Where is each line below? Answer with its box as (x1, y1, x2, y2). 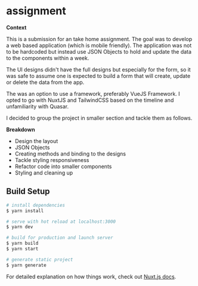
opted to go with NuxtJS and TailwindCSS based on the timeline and (6, 97, 174, 104)
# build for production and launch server (6, 235, 113, 241)
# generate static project (6, 256, 73, 263)
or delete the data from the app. (6, 79, 85, 86)
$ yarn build (6, 240, 39, 247)
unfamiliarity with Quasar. (6, 102, 69, 110)
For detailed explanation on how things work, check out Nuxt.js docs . (6, 273, 177, 280)
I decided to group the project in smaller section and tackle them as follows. (6, 114, 193, 122)
